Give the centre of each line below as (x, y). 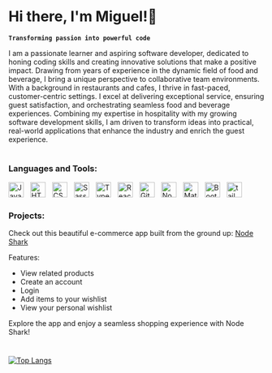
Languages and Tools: (53, 169)
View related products (57, 273)
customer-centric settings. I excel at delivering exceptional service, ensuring (136, 96)
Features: (24, 258)
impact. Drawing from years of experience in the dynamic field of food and (133, 70)
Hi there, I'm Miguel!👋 (83, 17)
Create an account (51, 282)
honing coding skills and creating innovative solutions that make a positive (133, 62)
